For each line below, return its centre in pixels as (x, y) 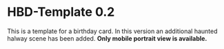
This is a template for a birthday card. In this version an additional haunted (112, 31)
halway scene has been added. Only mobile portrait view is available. (107, 38)
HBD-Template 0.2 (61, 12)
